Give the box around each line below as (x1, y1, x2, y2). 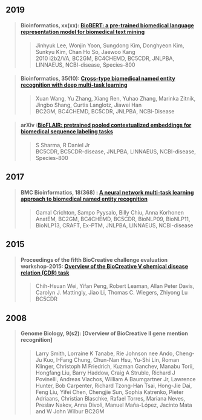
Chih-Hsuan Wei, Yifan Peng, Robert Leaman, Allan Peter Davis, (35, 282, 195, 290)
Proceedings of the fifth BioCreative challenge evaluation (20, 256, 168, 263)
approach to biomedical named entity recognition (20, 195, 148, 202)
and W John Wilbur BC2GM (35, 407, 105, 415)
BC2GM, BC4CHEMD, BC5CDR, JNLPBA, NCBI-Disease (35, 107, 175, 115)
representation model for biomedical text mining (20, 28, 145, 35)
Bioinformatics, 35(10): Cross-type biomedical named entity (20, 75, 176, 82)
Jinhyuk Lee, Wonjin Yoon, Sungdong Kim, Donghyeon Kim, (35, 42, 184, 49)
